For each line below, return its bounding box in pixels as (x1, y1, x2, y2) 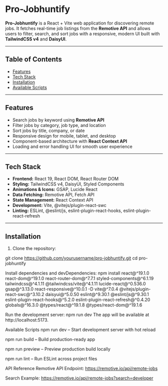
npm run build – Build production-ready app (5, 336, 95, 342)
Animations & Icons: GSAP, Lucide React (12, 186, 97, 192)
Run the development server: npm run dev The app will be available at (5, 311, 149, 318)
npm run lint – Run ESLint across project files (5, 356, 97, 362)
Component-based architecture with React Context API (12, 138, 127, 144)
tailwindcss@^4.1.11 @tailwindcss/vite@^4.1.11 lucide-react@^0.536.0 (5, 281, 146, 287)
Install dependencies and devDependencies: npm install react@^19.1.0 (5, 270, 149, 276)
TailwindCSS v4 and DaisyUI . (5, 36, 67, 42)
